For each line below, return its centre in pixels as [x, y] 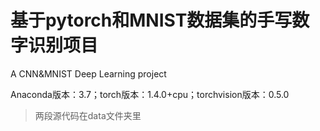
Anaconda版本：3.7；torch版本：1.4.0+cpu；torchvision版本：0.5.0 [150, 94]
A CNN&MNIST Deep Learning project [88, 73]
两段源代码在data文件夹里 [88, 115]
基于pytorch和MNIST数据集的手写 [151, 20]
